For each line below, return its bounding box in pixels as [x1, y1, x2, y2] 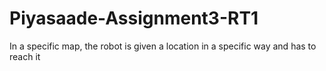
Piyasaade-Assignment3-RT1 [9, 7, 259, 30]
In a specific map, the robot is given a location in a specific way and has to [9, 40, 317, 52]
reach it [9, 50, 41, 62]
